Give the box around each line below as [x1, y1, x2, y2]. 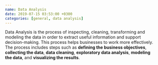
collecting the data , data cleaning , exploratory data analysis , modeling [5, 50, 151, 55]
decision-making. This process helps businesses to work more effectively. [5, 39, 154, 45]
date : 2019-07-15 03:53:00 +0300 [5, 12, 73, 16]
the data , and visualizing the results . [5, 55, 80, 61]
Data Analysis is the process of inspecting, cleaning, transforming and [5, 29, 145, 35]
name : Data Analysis [5, 7, 47, 12]
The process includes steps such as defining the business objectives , [5, 44, 147, 51]
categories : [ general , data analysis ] [5, 16, 83, 21]
